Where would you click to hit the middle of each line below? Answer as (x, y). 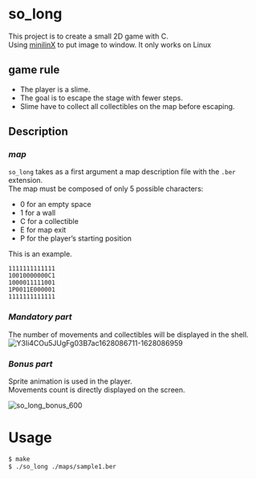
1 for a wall (38, 213)
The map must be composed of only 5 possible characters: (106, 189)
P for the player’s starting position (76, 238)
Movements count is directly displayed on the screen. (97, 390)
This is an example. (40, 254)
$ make (19, 459)
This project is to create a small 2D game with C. (88, 36)
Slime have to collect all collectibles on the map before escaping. (127, 106)
